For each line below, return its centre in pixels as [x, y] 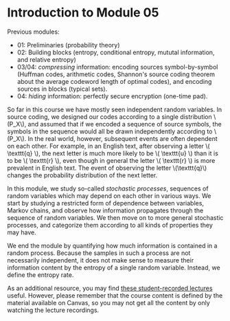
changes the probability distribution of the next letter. [82, 175]
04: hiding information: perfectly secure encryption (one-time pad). [112, 96]
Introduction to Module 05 [83, 13]
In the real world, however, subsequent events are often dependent [123, 138]
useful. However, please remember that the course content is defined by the [115, 295]
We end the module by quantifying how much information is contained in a [112, 245]
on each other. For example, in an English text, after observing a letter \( [109, 146]
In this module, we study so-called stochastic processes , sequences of [108, 188]
